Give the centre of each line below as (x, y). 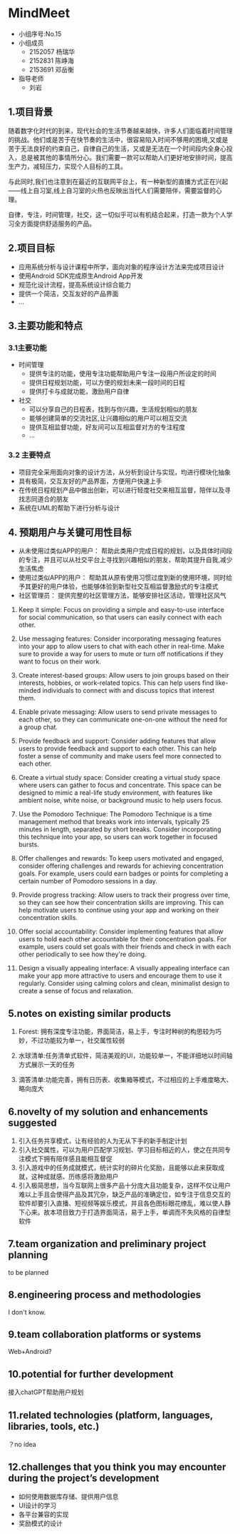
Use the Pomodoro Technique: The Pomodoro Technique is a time (115, 814)
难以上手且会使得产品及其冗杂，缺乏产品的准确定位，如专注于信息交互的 (124, 1194)
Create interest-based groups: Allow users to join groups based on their (124, 676)
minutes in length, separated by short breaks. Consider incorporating (120, 829)
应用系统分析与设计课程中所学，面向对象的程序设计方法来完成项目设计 (121, 266)
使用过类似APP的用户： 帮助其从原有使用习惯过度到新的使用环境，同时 (122, 578)
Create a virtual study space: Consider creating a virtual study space (119, 778)
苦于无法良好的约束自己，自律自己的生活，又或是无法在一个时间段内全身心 (117, 149)
